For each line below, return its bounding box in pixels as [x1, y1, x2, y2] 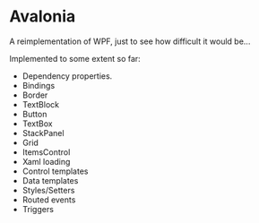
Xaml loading [22, 156, 71, 167]
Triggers [22, 203, 54, 214]
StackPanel [22, 127, 65, 138]
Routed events [22, 194, 76, 205]
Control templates [22, 166, 89, 176]
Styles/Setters [22, 184, 75, 195]
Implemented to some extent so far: [9, 53, 141, 64]
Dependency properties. [22, 70, 113, 81]
